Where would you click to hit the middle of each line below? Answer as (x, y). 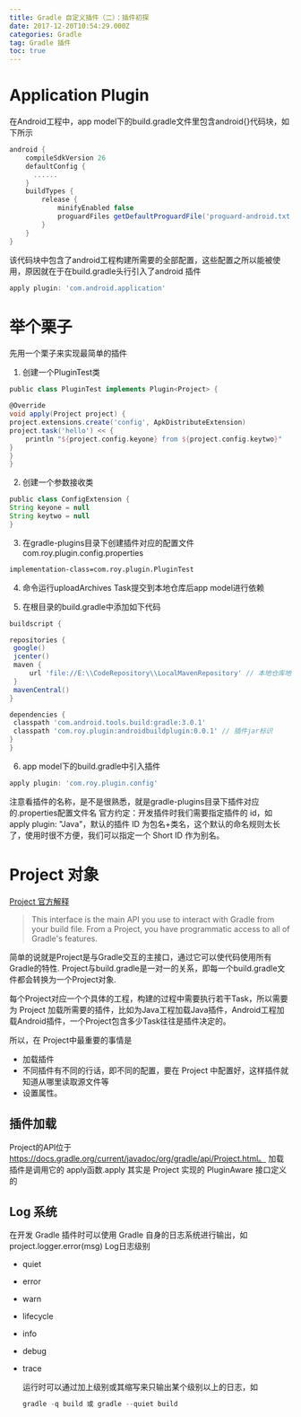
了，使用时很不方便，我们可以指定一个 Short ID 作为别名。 (117, 835)
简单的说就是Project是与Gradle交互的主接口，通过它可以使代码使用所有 (141, 956)
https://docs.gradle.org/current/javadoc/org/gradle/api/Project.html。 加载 (147, 1158)
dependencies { (38, 715)
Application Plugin (79, 96)
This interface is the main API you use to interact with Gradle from (153, 919)
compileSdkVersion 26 (65, 158)
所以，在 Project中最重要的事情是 (71, 1040)
